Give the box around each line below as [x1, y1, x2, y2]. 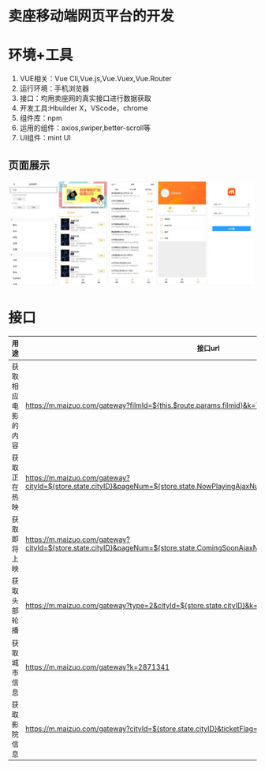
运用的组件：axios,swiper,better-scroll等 [19, 123, 151, 133]
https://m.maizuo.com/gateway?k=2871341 [25, 663, 170, 672]
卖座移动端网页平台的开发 [8, 7, 175, 25]
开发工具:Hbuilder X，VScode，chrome [19, 103, 148, 113]
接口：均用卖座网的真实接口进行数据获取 [19, 94, 151, 103]
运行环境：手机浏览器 [19, 84, 89, 93]
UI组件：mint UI [19, 133, 71, 143]
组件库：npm [19, 114, 62, 123]
